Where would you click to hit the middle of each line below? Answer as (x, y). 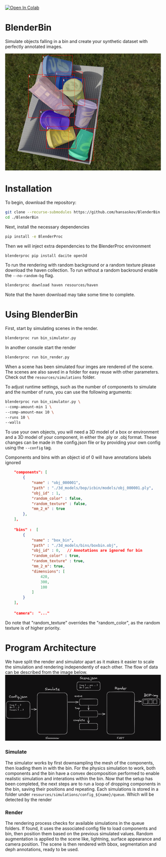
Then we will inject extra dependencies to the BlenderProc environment (78, 246)
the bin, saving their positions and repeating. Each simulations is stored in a (82, 789)
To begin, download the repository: (41, 202)
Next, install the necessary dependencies (47, 227)
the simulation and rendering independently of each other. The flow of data (82, 667)
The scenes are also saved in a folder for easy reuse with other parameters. (82, 372)
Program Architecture (51, 648)
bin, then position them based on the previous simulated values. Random (79, 833)
